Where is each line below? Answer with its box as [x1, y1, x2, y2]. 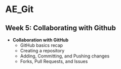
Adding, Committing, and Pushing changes [20, 53, 110, 59]
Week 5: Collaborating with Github [5, 24, 116, 32]
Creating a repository [20, 48, 65, 53]
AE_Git [5, 4, 34, 15]
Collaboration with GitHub [12, 37, 69, 43]
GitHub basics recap [20, 42, 63, 48]
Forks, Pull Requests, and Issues [20, 58, 88, 64]
